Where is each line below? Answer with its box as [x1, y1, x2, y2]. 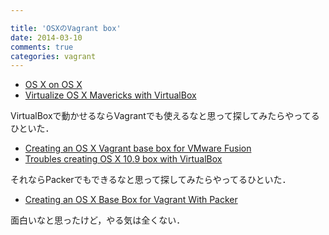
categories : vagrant [10, 51, 97, 61]
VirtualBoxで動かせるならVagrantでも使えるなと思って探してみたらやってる [10, 110, 320, 122]
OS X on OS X [24, 79, 83, 91]
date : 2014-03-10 [10, 32, 83, 43]
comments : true [10, 42, 74, 52]
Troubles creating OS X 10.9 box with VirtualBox [24, 153, 223, 165]
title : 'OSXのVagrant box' [10, 23, 122, 33]
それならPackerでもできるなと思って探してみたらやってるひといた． [10, 174, 292, 186]
